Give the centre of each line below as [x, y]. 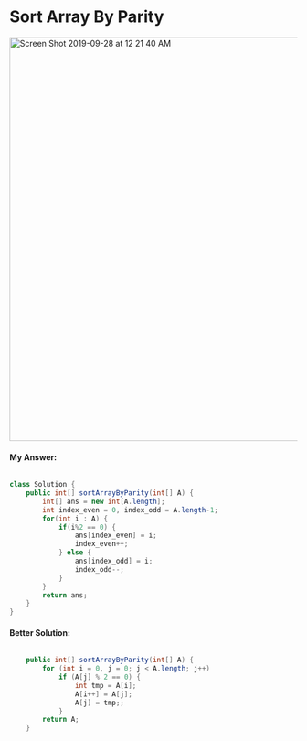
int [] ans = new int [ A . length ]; [104, 501]
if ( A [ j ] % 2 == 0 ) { [100, 677]
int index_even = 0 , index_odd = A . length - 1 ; [131, 510]
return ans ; [65, 595]
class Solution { [42, 485]
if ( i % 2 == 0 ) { [87, 527]
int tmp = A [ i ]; [106, 685]
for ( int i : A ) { [75, 519]
